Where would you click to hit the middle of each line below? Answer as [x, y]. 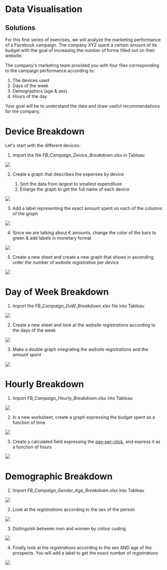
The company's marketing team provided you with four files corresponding [82, 65]
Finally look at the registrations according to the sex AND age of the [82, 547]
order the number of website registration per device [66, 262]
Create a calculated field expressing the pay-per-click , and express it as [86, 441]
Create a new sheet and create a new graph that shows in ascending [83, 257]
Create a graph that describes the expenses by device [68, 174]
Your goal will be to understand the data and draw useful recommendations [83, 106]
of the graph [25, 213]
